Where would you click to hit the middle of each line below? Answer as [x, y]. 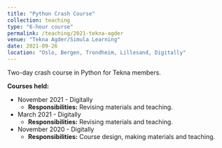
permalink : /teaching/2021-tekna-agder [65, 33]
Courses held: [28, 86]
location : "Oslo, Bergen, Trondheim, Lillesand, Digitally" [97, 53]
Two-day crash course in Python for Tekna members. [84, 72]
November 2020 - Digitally [56, 129]
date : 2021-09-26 [33, 46]
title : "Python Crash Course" [51, 14]
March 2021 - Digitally [49, 114]
